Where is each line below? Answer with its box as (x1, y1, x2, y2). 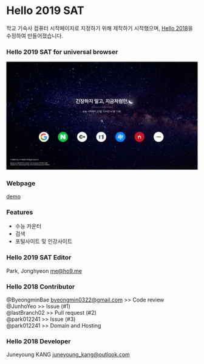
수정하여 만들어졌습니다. (6, 32, 64, 39)
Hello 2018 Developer (6, 337, 71, 345)
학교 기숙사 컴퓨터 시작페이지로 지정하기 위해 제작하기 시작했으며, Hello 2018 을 (6, 24, 193, 32)
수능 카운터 (15, 222, 42, 230)
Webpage (6, 179, 36, 187)
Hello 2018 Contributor (6, 282, 75, 290)
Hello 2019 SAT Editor (6, 253, 72, 262)
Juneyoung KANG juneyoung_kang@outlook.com (6, 351, 131, 359)
